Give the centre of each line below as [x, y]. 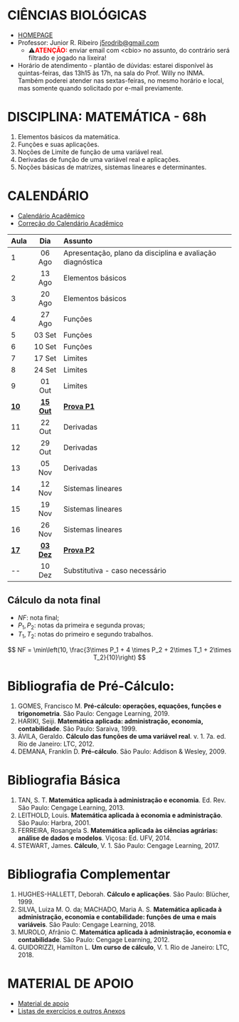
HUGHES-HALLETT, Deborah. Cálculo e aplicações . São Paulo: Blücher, [124, 894]
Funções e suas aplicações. [58, 144]
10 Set [45, 346]
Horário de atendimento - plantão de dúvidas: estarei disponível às [115, 65]
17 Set [45, 358]
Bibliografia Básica [64, 780]
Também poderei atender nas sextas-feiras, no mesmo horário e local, [121, 80]
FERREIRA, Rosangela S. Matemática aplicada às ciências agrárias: [118, 831]
